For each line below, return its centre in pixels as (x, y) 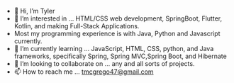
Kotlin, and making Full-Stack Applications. (77, 26)
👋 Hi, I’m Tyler (34, 11)
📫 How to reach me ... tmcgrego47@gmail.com (84, 72)
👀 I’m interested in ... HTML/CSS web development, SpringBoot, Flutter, (118, 18)
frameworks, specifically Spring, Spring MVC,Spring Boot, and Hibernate (120, 56)
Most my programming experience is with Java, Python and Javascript (117, 33)
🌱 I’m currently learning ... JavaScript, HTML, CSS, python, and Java (114, 49)
